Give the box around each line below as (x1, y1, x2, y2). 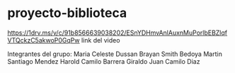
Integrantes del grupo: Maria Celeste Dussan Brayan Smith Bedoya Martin (7, 50, 223, 58)
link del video (81, 35, 120, 44)
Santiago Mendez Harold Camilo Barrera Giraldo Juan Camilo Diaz (7, 57, 200, 65)
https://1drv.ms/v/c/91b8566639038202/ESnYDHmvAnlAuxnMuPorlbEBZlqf (7, 28, 228, 37)
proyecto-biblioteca (7, 5, 127, 21)
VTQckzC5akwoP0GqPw (7, 35, 80, 44)
